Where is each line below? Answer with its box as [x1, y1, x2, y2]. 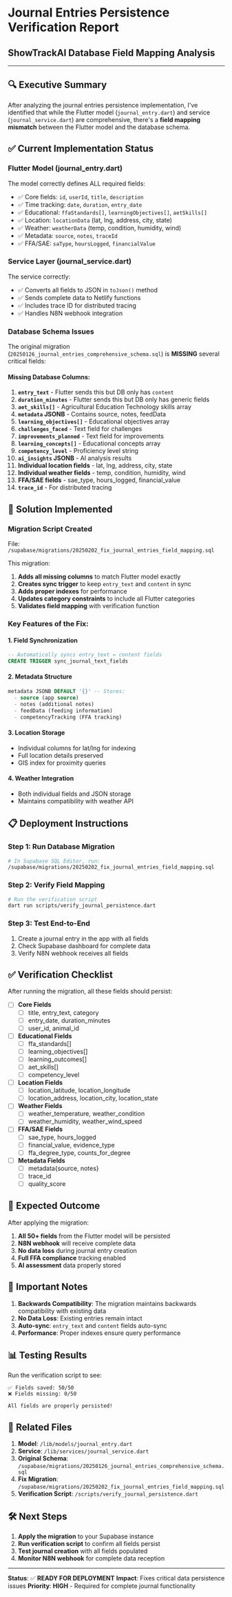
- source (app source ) [14, 694, 79, 701]
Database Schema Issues [8, 326, 95, 336]
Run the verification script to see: [8, 1371, 102, 1380]
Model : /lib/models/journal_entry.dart [17, 1440, 133, 1448]
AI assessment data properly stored [17, 1260, 121, 1269]
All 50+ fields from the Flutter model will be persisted [17, 1232, 171, 1240]
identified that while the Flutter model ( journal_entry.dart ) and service [8, 108, 211, 117]
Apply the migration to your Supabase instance [17, 1532, 154, 1540]
